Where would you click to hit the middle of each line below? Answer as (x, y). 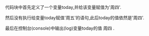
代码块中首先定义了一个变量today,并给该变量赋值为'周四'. (63, 7)
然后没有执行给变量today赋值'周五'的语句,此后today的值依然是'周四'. (75, 18)
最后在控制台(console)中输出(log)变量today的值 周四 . (60, 28)
